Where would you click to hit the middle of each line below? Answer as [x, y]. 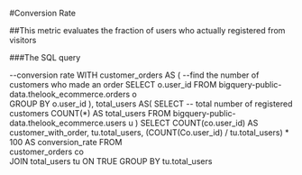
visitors [23, 40]
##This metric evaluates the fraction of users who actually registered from [147, 30]
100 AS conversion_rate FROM [66, 142]
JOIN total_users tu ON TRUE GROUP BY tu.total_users [111, 161]
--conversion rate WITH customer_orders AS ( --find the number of [134, 75]
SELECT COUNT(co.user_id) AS [199, 123]
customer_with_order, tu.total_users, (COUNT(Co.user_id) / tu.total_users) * [149, 133]
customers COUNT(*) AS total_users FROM [90, 113]
